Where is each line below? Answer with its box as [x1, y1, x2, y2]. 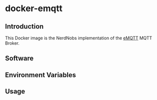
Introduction [5, 22, 44, 31]
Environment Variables [5, 71, 76, 79]
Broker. [5, 40, 20, 46]
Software [5, 54, 34, 63]
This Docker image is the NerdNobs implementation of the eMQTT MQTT [5, 35, 153, 41]
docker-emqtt [5, 3, 63, 14]
